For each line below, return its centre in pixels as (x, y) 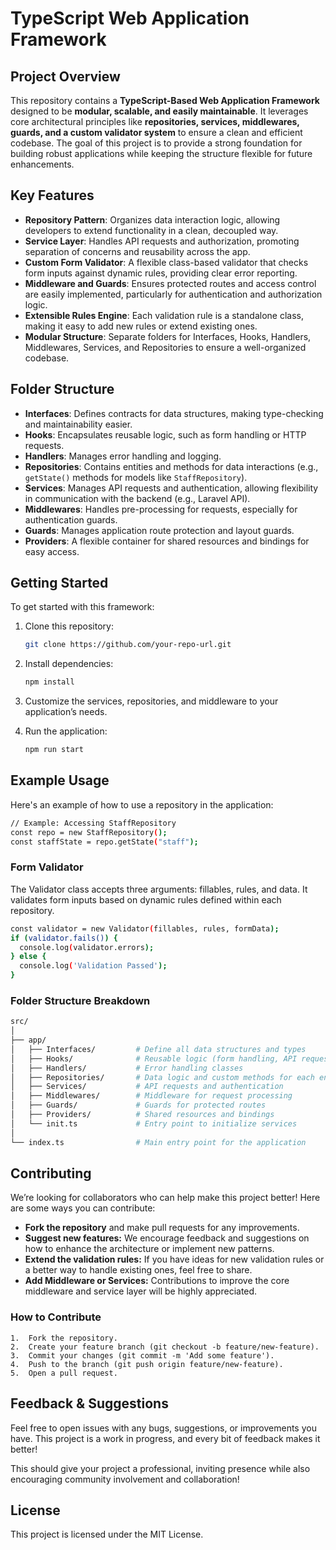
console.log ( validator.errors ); (87, 947)
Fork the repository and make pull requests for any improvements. (162, 1228)
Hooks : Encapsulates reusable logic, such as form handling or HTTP (165, 434)
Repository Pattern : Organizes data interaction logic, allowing (152, 219)
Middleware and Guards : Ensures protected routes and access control (170, 283)
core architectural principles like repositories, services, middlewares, (155, 121)
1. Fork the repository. (64, 1338)
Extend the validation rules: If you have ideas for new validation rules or (174, 1259)
